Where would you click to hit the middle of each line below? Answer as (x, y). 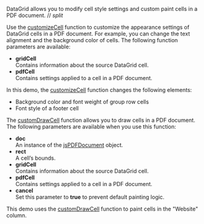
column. (17, 215)
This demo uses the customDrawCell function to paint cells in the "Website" (102, 209)
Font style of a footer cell (47, 108)
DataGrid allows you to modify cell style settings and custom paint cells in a (102, 9)
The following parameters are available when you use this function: (91, 127)
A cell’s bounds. (35, 158)
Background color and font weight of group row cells (82, 102)
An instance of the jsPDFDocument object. (69, 145)
